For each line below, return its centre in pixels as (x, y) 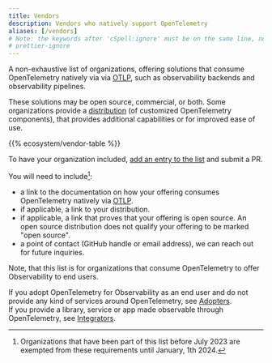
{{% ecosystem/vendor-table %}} (65, 143)
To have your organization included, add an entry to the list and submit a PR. (136, 160)
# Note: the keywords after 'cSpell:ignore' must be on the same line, (132, 38)
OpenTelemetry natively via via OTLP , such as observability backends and (132, 78)
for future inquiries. (52, 252)
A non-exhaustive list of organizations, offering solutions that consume (127, 69)
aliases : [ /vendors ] (43, 31)
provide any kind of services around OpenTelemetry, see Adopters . (120, 301)
